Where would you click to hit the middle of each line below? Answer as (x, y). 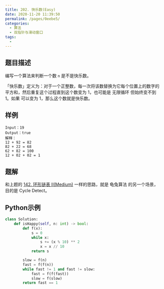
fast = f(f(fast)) (50, 274)
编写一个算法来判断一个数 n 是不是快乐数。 (48, 75)
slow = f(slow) (47, 278)
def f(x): (33, 228)
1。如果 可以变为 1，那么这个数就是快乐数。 (49, 98)
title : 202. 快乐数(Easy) (30, 10)
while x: (40, 237)
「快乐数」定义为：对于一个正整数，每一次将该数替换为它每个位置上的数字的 (82, 86)
